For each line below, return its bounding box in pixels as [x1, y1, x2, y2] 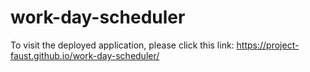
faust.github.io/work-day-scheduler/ [10, 49, 160, 61]
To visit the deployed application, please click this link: [10, 39, 235, 51]
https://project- [236, 39, 300, 51]
